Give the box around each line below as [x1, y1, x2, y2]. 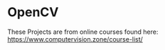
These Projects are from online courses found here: [7, 27, 159, 36]
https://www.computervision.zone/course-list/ [7, 35, 144, 43]
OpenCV [7, 4, 59, 20]
